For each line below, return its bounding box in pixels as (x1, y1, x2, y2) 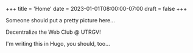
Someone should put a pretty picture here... (5, 17, 115, 23)
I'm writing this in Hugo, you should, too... (5, 40, 110, 47)
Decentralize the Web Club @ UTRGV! (5, 28, 101, 36)
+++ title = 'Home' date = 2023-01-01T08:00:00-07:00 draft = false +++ (5, 5, 188, 12)
